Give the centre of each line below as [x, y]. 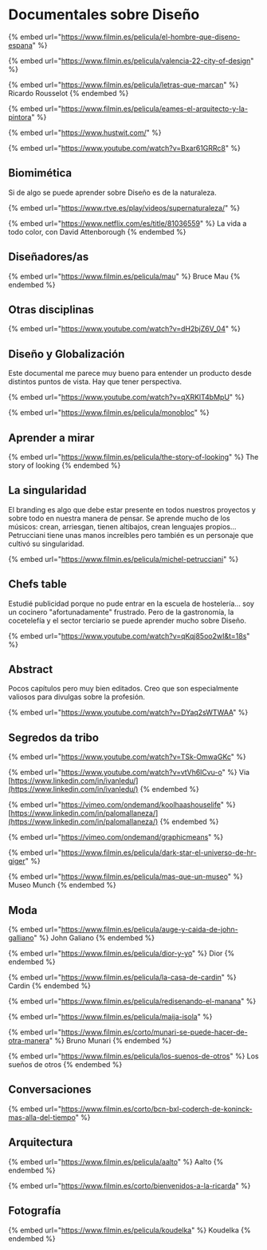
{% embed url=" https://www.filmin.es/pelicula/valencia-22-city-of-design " [131, 61]
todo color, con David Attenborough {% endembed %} [97, 231]
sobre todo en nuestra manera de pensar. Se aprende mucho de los [119, 518]
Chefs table [38, 584]
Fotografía [35, 1211]
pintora [20, 117]
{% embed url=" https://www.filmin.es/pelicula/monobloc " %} [109, 413]
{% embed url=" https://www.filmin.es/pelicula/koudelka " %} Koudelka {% [130, 1230]
